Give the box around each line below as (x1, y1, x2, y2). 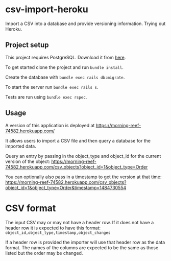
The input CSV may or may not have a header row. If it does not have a (5, 219, 154, 225)
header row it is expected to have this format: (5, 225, 101, 231)
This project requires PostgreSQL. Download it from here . (5, 54, 126, 60)
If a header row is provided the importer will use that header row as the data (5, 239, 165, 245)
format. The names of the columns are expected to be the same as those (5, 244, 159, 251)
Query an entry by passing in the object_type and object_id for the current (5, 153, 161, 159)
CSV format (5, 202, 56, 214)
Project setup (5, 41, 50, 50)
